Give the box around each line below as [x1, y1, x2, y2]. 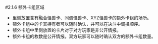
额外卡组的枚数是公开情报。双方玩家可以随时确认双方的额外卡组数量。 [12, 34, 156, 39]
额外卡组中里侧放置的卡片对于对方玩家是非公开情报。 [12, 27, 121, 33]
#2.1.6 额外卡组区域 [5, 4, 45, 10]
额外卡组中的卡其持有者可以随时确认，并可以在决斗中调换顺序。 [12, 21, 143, 27]
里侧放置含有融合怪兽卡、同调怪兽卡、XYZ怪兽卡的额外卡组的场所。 [12, 15, 152, 21]
